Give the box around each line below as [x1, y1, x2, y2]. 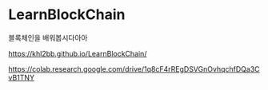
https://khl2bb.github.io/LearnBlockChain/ [8, 49, 147, 58]
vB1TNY [8, 72, 34, 82]
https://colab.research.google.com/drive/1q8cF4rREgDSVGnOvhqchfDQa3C [8, 64, 260, 73]
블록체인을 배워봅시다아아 [8, 33, 88, 42]
